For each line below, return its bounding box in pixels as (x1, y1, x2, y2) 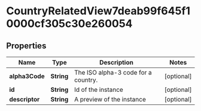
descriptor (9, 95, 40, 103)
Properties (6, 41, 47, 51)
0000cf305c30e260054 (6, 17, 133, 30)
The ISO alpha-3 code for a (74, 69, 153, 76)
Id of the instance (74, 85, 124, 94)
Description (99, 58, 133, 66)
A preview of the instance (74, 95, 147, 103)
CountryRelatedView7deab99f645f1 (6, 4, 190, 18)
